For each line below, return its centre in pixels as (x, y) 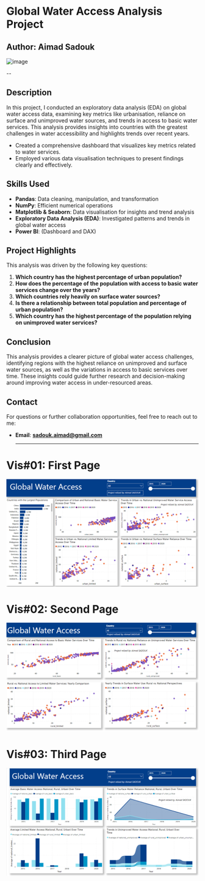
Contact (22, 402)
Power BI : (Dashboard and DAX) (56, 231)
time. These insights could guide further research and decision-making (95, 376)
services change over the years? (58, 290)
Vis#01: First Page (53, 466)
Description (29, 93)
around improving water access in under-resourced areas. (80, 383)
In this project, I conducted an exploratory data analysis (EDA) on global (97, 107)
